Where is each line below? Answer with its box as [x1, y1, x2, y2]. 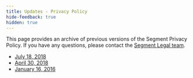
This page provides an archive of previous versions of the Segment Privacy [6, 36, 188, 43]
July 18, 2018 [14, 53, 47, 60]
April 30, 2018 [14, 59, 49, 66]
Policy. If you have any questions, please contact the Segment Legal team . [6, 42, 185, 49]
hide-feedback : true [6, 14, 57, 20]
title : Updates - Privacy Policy [6, 8, 88, 15]
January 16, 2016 [14, 66, 56, 73]
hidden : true [6, 19, 38, 25]
